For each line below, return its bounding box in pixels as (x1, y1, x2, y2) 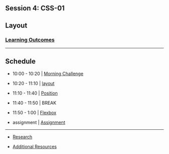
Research (12, 133, 33, 140)
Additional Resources (12, 143, 57, 149)
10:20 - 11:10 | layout (12, 80, 55, 86)
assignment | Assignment (12, 119, 65, 125)
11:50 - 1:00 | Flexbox (12, 109, 57, 115)
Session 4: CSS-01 (5, 4, 65, 13)
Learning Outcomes (5, 36, 55, 43)
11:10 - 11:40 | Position (12, 90, 58, 96)
